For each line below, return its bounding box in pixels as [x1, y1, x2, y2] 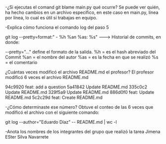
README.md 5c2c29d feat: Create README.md [5, 94, 103, 100]
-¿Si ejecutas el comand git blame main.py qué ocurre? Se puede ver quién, [5, 4, 160, 10]
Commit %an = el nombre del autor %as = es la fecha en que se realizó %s [5, 54, 159, 60]
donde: [5, 39, 20, 45]
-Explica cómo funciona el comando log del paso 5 [5, 24, 109, 30]
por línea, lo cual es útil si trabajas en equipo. [5, 15, 98, 20]
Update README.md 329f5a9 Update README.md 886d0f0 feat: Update [5, 89, 155, 95]
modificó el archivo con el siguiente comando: [5, 109, 100, 115]
